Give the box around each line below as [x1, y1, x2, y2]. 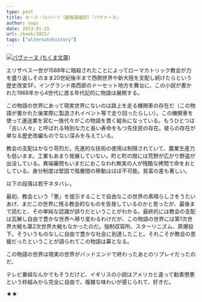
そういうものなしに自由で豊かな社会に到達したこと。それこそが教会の [16, 231, 191, 237]
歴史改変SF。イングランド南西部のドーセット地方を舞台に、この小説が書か [6, 82, 192, 89]
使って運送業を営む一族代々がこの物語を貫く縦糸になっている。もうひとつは [6, 117, 195, 124]
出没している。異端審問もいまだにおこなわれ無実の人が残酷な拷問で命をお [6, 160, 191, 167]
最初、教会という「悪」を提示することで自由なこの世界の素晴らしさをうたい [6, 193, 196, 200]
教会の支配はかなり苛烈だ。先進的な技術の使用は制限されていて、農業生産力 [6, 145, 195, 152]
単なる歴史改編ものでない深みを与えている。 [6, 132, 117, 139]
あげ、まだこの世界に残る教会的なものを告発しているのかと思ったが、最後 [6, 201, 191, 207]
